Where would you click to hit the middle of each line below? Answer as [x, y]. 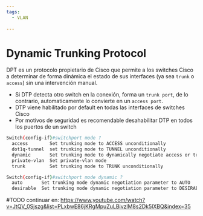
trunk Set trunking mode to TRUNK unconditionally [88, 166]
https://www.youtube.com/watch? [103, 200]
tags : [13, 12]
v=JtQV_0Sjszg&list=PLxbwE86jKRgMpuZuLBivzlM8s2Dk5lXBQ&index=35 [99, 206]
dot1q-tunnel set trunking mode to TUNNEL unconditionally [89, 149]
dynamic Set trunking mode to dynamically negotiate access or [101, 155]
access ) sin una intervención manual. [52, 83]
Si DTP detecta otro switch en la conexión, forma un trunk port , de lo [101, 95]
